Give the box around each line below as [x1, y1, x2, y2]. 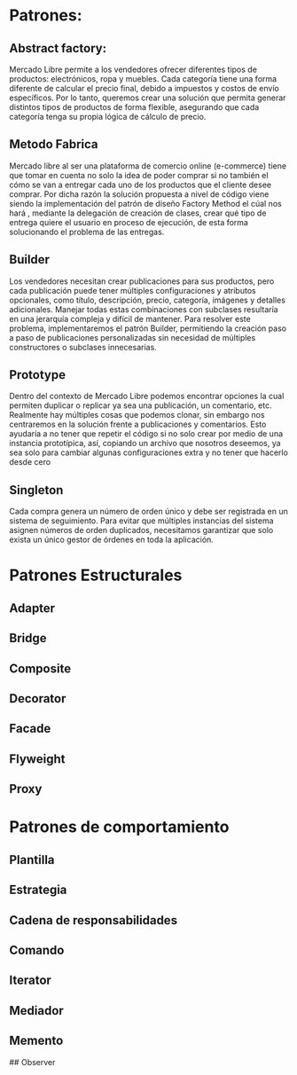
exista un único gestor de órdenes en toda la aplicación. [9, 534, 215, 545]
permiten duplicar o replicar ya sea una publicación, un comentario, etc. [9, 400, 272, 411]
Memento [9, 1033, 64, 1048]
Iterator [9, 973, 51, 988]
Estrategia [9, 883, 67, 898]
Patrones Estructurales [9, 565, 183, 585]
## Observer [9, 1056, 56, 1067]
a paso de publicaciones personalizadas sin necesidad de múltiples [9, 332, 256, 342]
